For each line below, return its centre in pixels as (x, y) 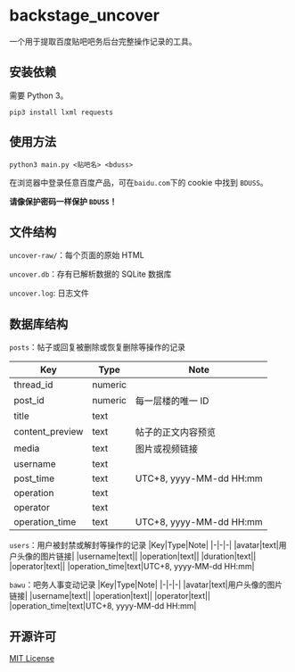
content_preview (49, 432)
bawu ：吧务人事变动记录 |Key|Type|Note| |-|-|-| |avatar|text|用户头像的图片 (146, 585)
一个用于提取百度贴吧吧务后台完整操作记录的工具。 (103, 41)
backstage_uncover (85, 16)
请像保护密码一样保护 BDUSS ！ (63, 201)
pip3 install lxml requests (61, 112)
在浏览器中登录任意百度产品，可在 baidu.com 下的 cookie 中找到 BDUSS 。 (139, 182)
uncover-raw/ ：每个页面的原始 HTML (77, 255)
